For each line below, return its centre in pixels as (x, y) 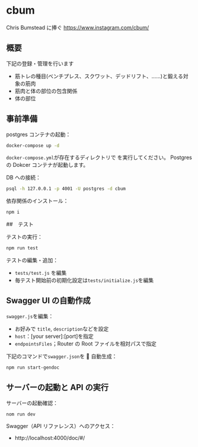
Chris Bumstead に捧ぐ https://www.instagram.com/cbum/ (78, 27)
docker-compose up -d (33, 145)
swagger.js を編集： (30, 316)
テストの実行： (24, 237)
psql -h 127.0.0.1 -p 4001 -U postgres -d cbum (66, 189)
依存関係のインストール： (37, 201)
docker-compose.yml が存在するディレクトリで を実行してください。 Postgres (99, 157)
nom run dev (21, 414)
